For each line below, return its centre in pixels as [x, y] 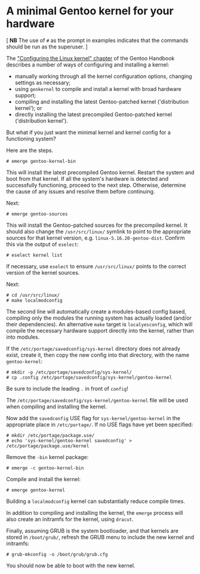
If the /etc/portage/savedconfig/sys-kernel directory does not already [93, 348]
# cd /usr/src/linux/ [33, 295]
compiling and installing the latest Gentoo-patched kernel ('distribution [102, 101]
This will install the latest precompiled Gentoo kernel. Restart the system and [100, 172]
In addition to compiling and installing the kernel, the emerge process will [95, 512]
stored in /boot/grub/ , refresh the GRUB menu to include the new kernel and [100, 537]
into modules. [23, 337]
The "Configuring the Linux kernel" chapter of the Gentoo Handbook [90, 58]
